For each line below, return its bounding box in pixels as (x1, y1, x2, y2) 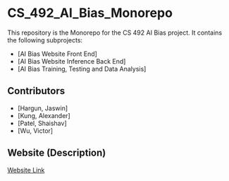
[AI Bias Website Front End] (17, 49, 97, 58)
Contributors (7, 85, 66, 97)
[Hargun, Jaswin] (17, 104, 68, 112)
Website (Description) (7, 147, 106, 159)
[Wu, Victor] (17, 126, 54, 135)
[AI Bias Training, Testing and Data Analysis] (17, 64, 147, 73)
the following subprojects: (7, 35, 83, 44)
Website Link (7, 165, 45, 174)
